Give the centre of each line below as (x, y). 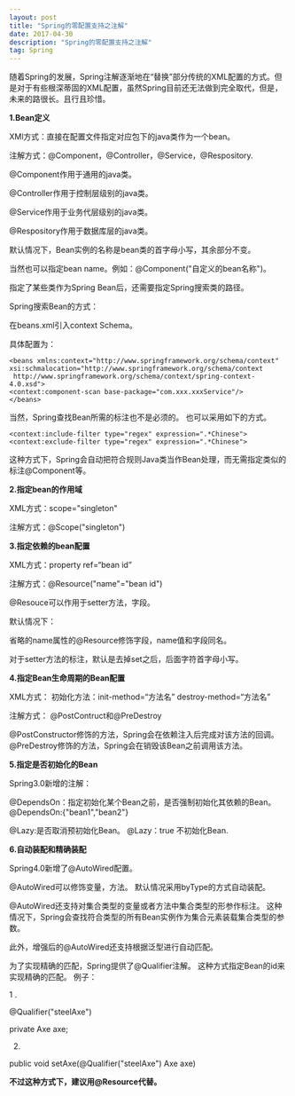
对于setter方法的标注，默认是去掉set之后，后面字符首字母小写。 (126, 659)
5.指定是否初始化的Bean (54, 765)
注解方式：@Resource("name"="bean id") (86, 584)
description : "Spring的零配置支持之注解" (81, 42)
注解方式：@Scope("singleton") (67, 527)
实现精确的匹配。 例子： (53, 977)
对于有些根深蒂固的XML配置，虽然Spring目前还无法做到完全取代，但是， (150, 88)
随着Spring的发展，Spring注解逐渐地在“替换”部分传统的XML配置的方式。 (142, 77)
